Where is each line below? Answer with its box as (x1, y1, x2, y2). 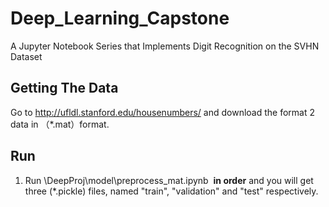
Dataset (10, 50, 43, 62)
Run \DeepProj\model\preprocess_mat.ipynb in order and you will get (24, 174, 314, 186)
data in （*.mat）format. (10, 118, 110, 130)
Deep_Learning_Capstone (10, 7, 230, 30)
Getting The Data (10, 80, 119, 97)
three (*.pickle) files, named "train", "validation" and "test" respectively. (24, 185, 319, 197)
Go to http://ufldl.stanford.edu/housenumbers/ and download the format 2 (10, 106, 315, 118)
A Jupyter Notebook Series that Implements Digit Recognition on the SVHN (10, 40, 320, 52)
